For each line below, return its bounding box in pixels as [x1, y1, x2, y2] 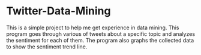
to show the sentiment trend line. [6, 43, 88, 50]
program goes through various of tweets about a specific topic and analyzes [6, 30, 196, 37]
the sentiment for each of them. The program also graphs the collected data [6, 36, 194, 44]
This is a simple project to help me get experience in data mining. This [6, 24, 179, 31]
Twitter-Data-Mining [6, 4, 111, 18]
